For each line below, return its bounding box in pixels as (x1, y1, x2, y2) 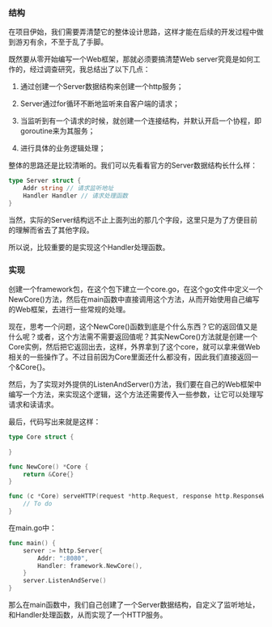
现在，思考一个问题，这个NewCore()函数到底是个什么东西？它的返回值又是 (8, 322, 257, 332)
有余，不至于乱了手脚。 (29, 37, 108, 47)
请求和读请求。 (8, 400, 58, 409)
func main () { (8, 539, 57, 547)
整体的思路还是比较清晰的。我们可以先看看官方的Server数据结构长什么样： (8, 160, 257, 171)
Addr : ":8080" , (37, 554, 89, 562)
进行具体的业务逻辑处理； (19, 143, 106, 153)
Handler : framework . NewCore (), (37, 561, 143, 570)
